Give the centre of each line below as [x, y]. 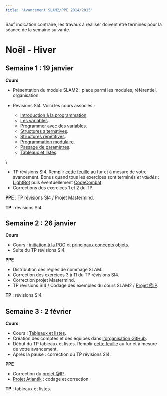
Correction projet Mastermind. [44, 280]
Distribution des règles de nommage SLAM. [57, 270]
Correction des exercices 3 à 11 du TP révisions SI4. [66, 275]
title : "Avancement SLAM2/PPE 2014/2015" [49, 10]
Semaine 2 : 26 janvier [41, 223]
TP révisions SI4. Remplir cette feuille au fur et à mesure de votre [79, 172]
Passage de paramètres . [45, 147]
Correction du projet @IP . [39, 374]
